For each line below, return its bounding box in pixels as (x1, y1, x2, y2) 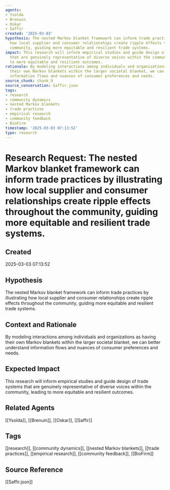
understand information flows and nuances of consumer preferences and (5, 345, 158, 350)
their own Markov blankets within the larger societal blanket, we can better (5, 339, 161, 345)
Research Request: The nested (5, 152, 138, 164)
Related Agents (5, 404, 55, 412)
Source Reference (5, 465, 63, 474)
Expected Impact (5, 365, 60, 373)
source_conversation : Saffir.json (5, 83, 78, 88)
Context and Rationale (5, 320, 77, 329)
